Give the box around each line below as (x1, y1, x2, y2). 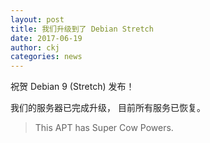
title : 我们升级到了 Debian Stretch (10, 24, 154, 34)
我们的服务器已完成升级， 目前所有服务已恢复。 (10, 102, 206, 114)
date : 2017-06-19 (10, 33, 83, 43)
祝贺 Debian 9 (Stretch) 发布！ (10, 81, 135, 93)
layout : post (10, 14, 65, 25)
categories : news (10, 52, 83, 62)
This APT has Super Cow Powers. (34, 122, 174, 134)
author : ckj (10, 42, 60, 53)
